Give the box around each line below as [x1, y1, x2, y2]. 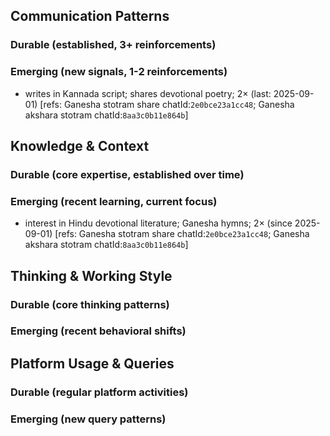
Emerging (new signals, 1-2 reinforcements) [10, 65, 228, 79]
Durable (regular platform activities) [10, 385, 189, 399]
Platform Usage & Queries [10, 355, 175, 372]
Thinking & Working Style [10, 267, 173, 284]
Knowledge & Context [10, 138, 150, 154]
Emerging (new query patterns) [10, 412, 167, 426]
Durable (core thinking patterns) [10, 297, 170, 311]
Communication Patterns [10, 8, 170, 25]
